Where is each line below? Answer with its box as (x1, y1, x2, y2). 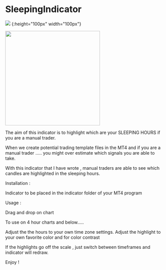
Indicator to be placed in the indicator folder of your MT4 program (5, 190, 142, 196)
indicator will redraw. (5, 249, 49, 255)
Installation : (5, 180, 31, 186)
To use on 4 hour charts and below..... (5, 219, 84, 225)
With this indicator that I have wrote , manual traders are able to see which (5, 165, 160, 171)
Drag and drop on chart (5, 209, 54, 215)
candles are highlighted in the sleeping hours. (5, 170, 100, 176)
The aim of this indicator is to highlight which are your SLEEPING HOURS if (5, 129, 160, 136)
